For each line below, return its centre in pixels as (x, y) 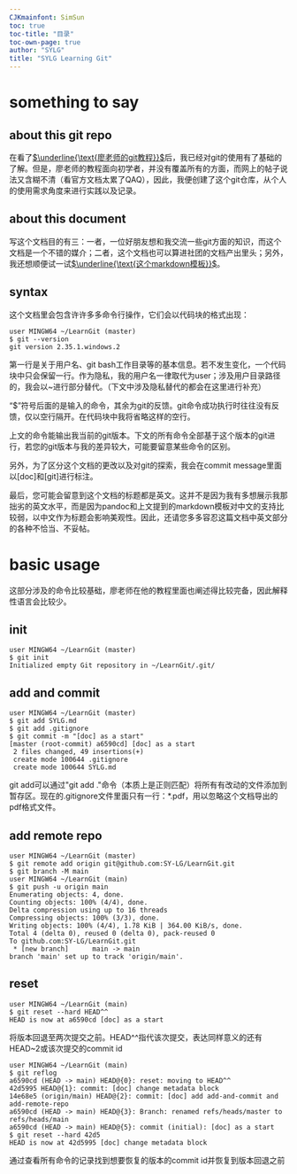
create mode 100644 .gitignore (70, 760)
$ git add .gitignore (49, 729)
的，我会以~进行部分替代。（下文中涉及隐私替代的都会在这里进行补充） (138, 386)
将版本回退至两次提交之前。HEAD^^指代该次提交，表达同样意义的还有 (136, 1037)
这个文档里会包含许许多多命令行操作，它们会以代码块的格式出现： (129, 315)
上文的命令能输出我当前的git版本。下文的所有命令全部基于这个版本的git (138, 435)
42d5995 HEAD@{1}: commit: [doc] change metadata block (114, 1088)
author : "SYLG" (37, 51)
